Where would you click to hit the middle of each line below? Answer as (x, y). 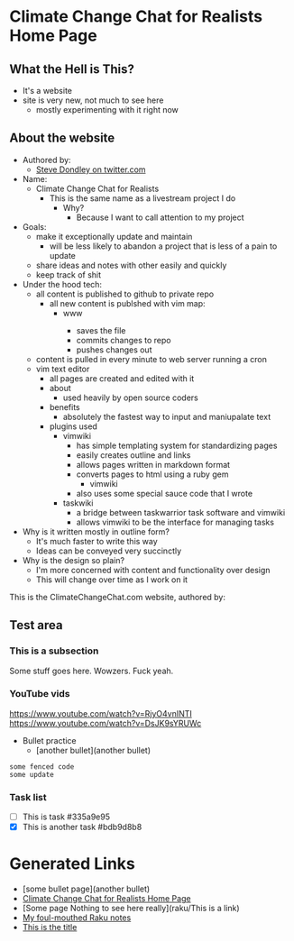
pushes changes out (114, 350)
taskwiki (78, 503)
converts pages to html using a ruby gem (152, 474)
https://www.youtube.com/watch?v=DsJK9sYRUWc (106, 723)
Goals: (34, 226)
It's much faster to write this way (96, 541)
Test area (36, 625)
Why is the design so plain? (73, 560)
